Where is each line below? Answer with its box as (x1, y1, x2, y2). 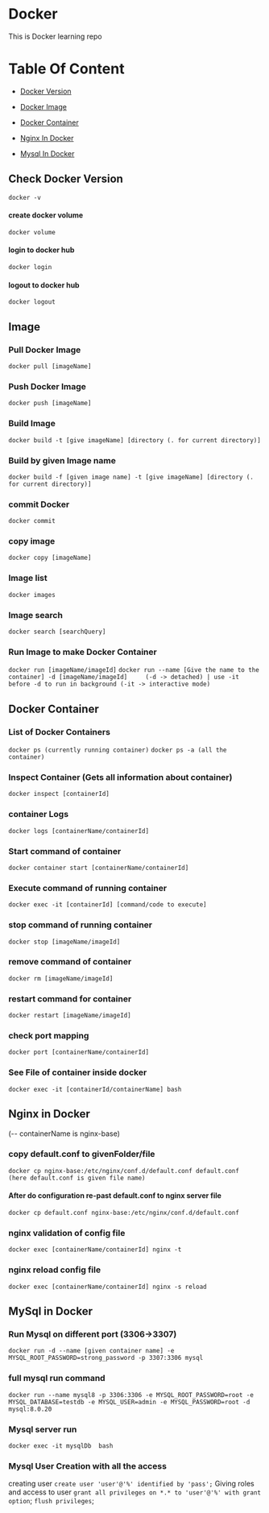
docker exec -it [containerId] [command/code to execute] (8, 901, 207, 909)
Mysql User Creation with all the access (8, 1460, 168, 1471)
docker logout (8, 298, 56, 306)
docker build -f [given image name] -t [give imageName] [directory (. (8, 473, 254, 481)
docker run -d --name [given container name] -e (8, 1347, 175, 1355)
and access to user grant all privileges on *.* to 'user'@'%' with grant (8, 1487, 262, 1497)
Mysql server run (8, 1424, 77, 1435)
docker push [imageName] (8, 400, 92, 408)
